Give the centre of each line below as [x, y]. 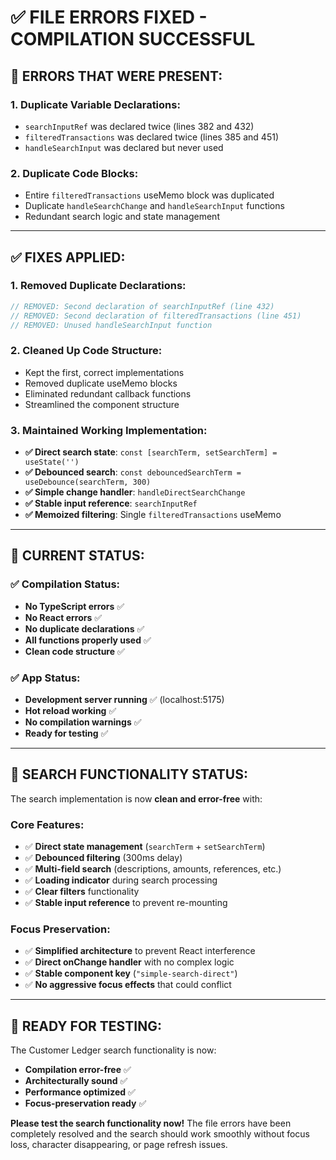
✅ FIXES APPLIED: [68, 257]
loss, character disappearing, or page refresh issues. [119, 1145]
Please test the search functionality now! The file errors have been [151, 1123]
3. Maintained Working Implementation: [109, 430]
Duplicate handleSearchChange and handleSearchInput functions [154, 206]
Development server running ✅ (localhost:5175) [124, 700]
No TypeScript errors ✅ [74, 606]
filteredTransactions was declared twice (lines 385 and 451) [151, 137]
